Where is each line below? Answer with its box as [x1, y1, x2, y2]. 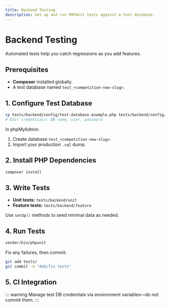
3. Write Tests [5, 183, 50, 192]
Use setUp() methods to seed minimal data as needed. [5, 212, 119, 218]
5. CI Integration [5, 278, 57, 287]
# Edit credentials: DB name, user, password [5, 117, 103, 122]
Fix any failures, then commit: [5, 249, 67, 255]
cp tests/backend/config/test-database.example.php [5, 112, 116, 118]
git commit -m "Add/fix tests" [5, 264, 71, 269]
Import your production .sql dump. [12, 141, 86, 147]
